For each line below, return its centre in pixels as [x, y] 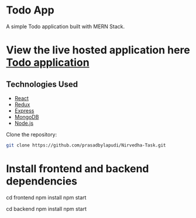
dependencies [42, 181]
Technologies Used [42, 84]
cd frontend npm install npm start [46, 197]
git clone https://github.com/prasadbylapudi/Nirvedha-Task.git [86, 145]
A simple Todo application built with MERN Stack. [66, 26]
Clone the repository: [32, 134]
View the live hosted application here [98, 50]
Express [24, 110]
